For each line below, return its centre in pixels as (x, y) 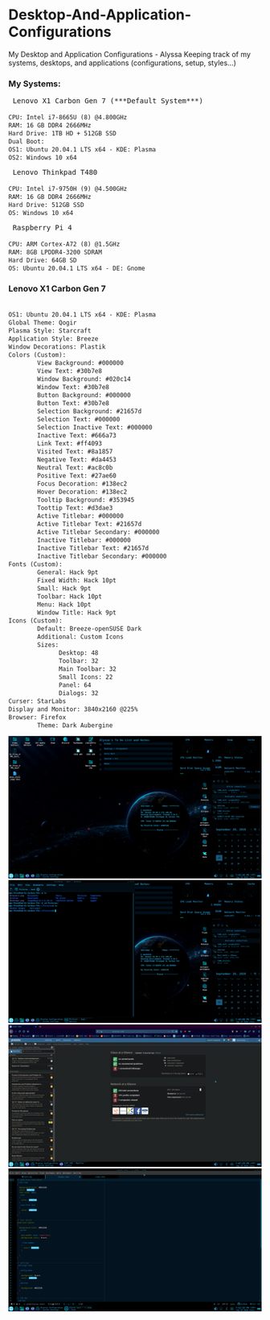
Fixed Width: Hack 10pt (77, 580)
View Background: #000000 (81, 363)
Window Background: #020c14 (84, 379)
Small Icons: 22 (86, 677)
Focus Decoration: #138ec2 (82, 484)
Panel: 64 (75, 685)
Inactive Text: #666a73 (77, 435)
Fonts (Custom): (35, 564)
